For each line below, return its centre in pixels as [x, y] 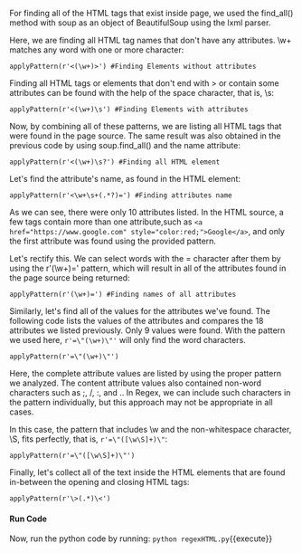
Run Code [28, 519]
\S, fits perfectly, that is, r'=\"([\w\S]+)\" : [89, 439]
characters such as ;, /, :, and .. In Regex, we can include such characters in [150, 392]
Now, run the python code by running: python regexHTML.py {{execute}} [141, 539]
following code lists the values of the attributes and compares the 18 [137, 321]
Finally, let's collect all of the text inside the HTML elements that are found [147, 472]
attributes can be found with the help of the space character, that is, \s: [142, 93]
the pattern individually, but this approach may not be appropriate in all [141, 402]
